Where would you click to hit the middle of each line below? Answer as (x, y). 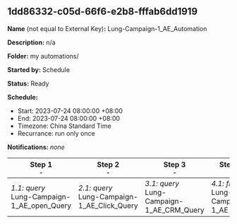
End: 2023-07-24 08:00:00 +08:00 (69, 118)
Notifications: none (36, 147)
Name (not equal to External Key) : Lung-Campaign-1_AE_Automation (107, 28)
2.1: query (95, 188)
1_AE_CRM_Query (175, 210)
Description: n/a (31, 42)
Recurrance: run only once (56, 133)
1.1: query (28, 188)
